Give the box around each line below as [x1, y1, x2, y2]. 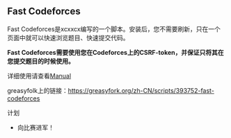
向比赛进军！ [17, 123, 54, 131]
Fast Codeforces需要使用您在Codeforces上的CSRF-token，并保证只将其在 [7, 48, 224, 56]
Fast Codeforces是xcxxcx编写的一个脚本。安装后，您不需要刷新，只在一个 [7, 24, 221, 33]
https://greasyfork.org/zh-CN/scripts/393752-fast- [67, 86, 214, 94]
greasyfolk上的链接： [7, 86, 68, 94]
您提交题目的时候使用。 [7, 57, 74, 65]
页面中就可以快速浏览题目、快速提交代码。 [7, 33, 129, 42]
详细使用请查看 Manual [7, 71, 72, 80]
